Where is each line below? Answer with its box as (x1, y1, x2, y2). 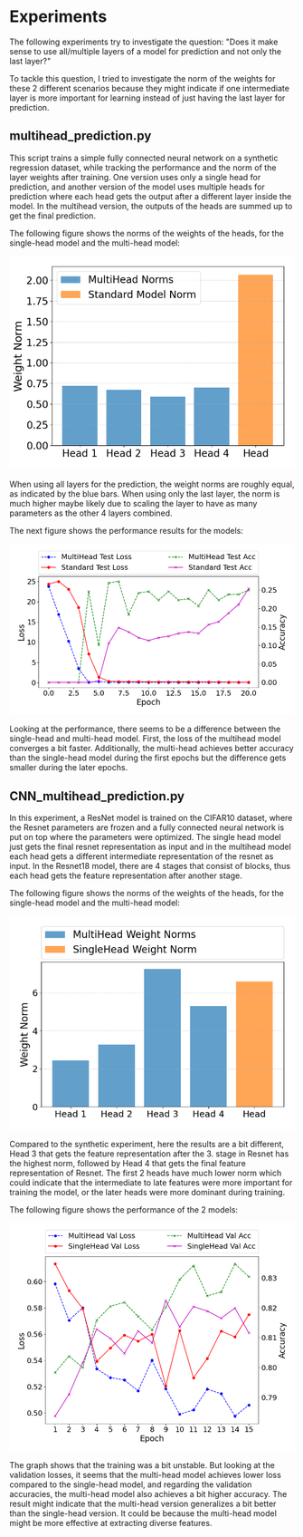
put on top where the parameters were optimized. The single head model (9, 831, 282, 842)
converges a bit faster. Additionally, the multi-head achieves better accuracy (9, 743, 294, 754)
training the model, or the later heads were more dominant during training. (9, 1186, 286, 1197)
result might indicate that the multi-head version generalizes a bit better (9, 1498, 277, 1510)
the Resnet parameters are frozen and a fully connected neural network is (9, 822, 285, 833)
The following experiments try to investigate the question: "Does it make (9, 36, 279, 47)
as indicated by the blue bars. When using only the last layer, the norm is (9, 488, 280, 499)
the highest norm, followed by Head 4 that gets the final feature (9, 1157, 246, 1168)
